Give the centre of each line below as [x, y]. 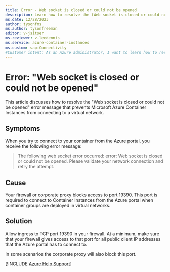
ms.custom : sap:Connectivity [36, 48]
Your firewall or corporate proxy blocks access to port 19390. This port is [81, 195]
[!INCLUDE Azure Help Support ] [38, 264]
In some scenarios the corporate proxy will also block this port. [71, 254]
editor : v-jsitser [25, 33]
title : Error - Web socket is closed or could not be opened [71, 10]
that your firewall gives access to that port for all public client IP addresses [83, 239]
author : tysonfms [24, 24]
